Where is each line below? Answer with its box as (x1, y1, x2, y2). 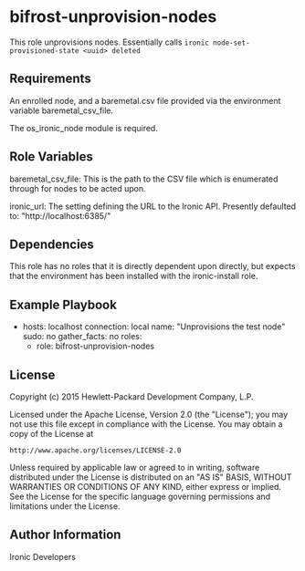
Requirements (9, 71, 91, 87)
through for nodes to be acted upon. (9, 182, 146, 193)
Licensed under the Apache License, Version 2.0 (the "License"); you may (9, 409, 289, 420)
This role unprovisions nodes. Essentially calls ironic (9, 36, 210, 47)
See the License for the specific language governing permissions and (9, 491, 271, 502)
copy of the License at (9, 429, 94, 439)
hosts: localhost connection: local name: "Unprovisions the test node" (22, 321, 286, 332)
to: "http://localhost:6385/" (9, 210, 111, 221)
